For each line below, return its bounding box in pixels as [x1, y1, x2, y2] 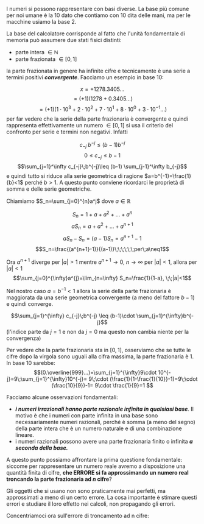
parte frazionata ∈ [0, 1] [15, 55, 77, 63]
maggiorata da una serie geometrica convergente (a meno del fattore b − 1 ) [6, 294, 195, 301]
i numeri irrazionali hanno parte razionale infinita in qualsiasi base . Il [15, 405, 194, 412]
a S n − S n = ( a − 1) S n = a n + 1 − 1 [63, 233, 142, 243]
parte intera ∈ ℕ [15, 49, 59, 55]
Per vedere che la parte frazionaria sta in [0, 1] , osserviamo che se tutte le [6, 346, 191, 353]
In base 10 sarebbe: [6, 359, 56, 366]
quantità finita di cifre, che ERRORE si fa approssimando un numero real [6, 469, 189, 476]
